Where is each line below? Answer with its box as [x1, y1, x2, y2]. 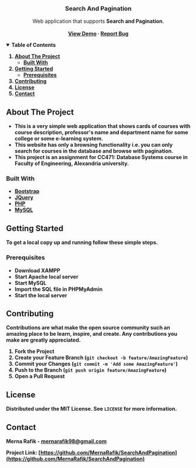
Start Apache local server [14, 273, 79, 280]
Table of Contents [11, 42, 56, 49]
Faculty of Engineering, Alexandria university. [14, 160, 129, 167]
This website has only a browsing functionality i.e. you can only [14, 142, 173, 149]
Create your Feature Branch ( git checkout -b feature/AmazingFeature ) [14, 354, 188, 361]
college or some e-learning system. [14, 135, 104, 142]
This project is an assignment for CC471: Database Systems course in [14, 154, 188, 161]
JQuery [14, 194, 34, 201]
